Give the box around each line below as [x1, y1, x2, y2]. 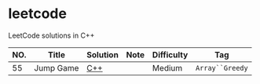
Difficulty [152, 49, 189, 60]
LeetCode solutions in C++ [8, 31, 95, 40]
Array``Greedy [195, 64, 249, 72]
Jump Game [34, 62, 79, 73]
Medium [152, 62, 183, 73]
